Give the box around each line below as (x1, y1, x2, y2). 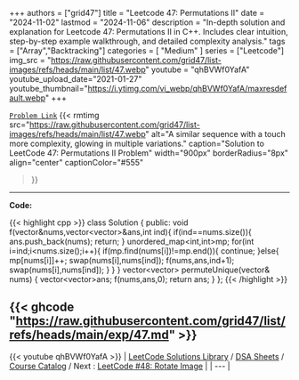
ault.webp (9, 93, 46, 103)
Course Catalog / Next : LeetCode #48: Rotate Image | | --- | (9, 360, 230, 371)
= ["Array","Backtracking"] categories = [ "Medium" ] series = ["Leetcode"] (9, 45, 285, 56)
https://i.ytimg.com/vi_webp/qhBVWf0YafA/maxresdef (87, 84, 287, 93)
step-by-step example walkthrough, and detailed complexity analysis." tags (9, 36, 286, 46)
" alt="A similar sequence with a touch (145, 129, 287, 139)
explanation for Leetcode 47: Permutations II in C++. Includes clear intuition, (9, 27, 289, 36)
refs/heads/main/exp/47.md (9, 327, 169, 343)
